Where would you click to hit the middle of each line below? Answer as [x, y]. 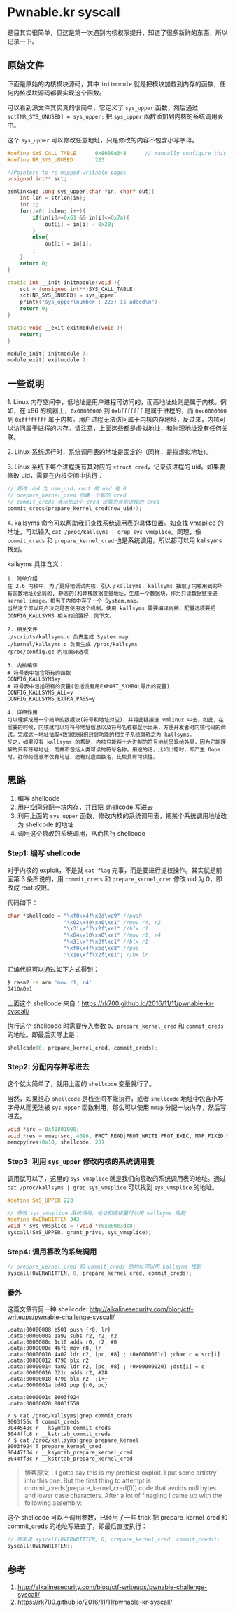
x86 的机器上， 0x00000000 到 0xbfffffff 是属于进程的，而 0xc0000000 [127, 410]
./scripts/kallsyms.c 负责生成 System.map [68, 637]
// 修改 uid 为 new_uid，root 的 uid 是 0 [67, 489]
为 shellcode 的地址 [45, 824]
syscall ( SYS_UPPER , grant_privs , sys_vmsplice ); [79, 1233]
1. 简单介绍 [23, 578]
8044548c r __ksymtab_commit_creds [59, 1428]
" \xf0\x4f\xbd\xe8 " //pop [101, 949]
